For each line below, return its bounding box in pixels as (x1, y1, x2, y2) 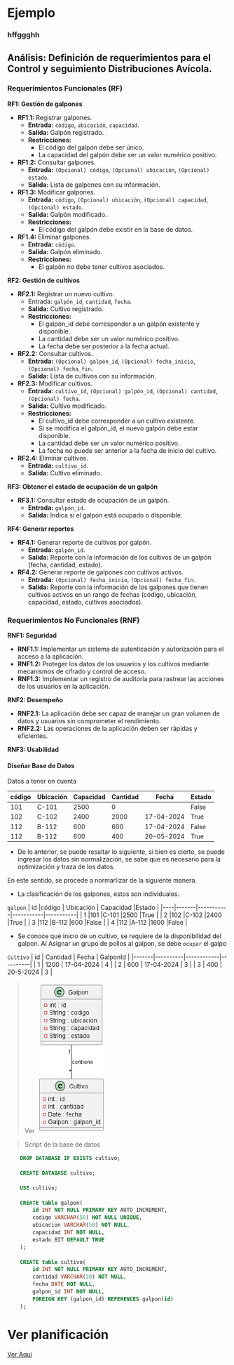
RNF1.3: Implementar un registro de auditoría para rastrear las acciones (17, 675, 224, 683)
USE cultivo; (20, 1185, 58, 1192)
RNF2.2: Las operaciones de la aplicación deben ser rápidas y (17, 725, 198, 733)
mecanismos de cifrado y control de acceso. (17, 667, 146, 675)
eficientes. (17, 732, 48, 740)
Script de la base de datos (24, 1140, 100, 1149)
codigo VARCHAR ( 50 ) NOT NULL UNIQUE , (32, 1214, 142, 1221)
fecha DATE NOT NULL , (32, 1281, 96, 1288)
